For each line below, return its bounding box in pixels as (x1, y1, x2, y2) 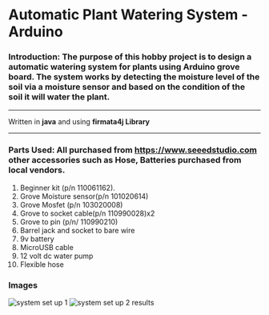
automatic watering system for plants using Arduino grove (8, 62, 240, 73)
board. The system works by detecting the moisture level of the (8, 71, 260, 83)
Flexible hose (19, 259, 64, 269)
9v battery (19, 234, 54, 244)
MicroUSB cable (19, 242, 74, 252)
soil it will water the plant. (8, 91, 110, 103)
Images (8, 279, 38, 290)
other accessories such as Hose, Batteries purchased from (8, 155, 242, 166)
